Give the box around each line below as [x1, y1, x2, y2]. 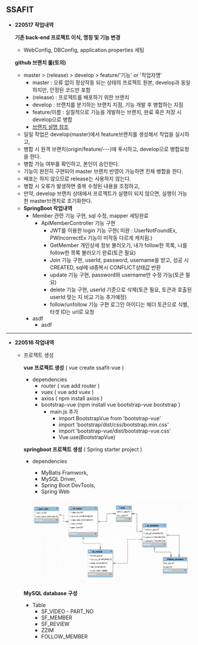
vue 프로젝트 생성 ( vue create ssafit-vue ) [23, 364, 124, 371]
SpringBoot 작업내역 [23, 204, 72, 212]
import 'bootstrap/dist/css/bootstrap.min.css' [58, 421, 169, 428]
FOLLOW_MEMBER [41, 633, 88, 640]
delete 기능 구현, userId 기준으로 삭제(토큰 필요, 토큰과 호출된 [49, 286, 192, 293]
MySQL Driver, [41, 475, 77, 482]
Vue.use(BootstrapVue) [58, 433, 116, 440]
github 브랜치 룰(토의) [14, 59, 67, 66]
